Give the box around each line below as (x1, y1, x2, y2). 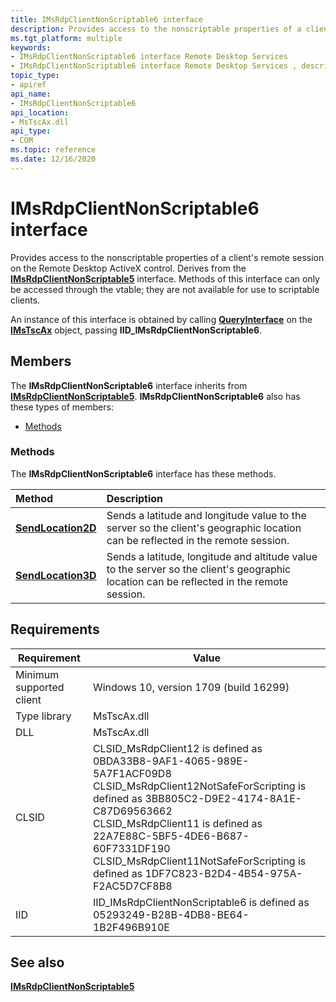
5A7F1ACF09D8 (92, 766, 172, 780)
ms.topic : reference (10, 145, 97, 155)
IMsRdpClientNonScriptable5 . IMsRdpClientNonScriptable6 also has (10, 390, 301, 402)
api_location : (10, 107, 70, 118)
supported (15, 680, 65, 694)
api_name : (10, 89, 52, 99)
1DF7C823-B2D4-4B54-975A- (144, 866, 303, 880)
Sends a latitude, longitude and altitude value (106, 549, 318, 563)
